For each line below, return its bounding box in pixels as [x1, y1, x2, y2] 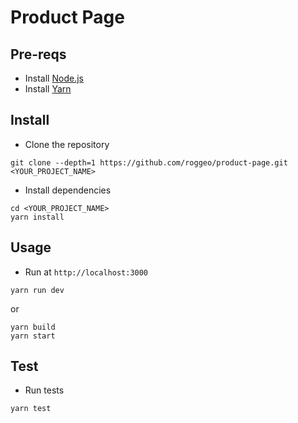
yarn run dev [10, 285, 65, 295]
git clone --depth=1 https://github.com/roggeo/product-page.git [10, 157, 288, 168]
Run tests [24, 384, 65, 396]
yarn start [10, 331, 56, 341]
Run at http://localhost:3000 [24, 266, 149, 278]
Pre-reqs [10, 46, 67, 63]
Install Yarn [24, 83, 72, 95]
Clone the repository [24, 138, 110, 150]
